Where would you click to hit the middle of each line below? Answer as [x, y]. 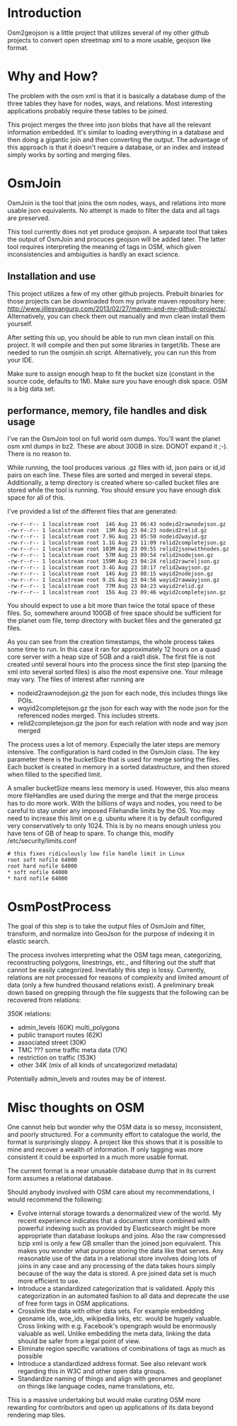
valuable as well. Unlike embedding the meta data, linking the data [114, 1334]
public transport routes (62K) [60, 1035]
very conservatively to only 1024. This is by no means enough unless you [114, 826]
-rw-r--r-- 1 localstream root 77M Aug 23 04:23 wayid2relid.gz [105, 586]
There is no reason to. [39, 454]
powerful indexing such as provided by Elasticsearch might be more [116, 1229]
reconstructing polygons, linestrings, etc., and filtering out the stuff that [111, 962]
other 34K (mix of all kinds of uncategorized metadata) [98, 1065]
